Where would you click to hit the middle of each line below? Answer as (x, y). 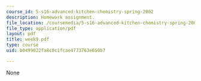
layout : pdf (21, 34)
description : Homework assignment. (51, 17)
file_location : (25, 23)
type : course (22, 45)
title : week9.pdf (28, 39)
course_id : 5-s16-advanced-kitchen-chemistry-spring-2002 (80, 12)
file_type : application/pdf (41, 28)
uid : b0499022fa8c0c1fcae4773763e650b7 (56, 51)
